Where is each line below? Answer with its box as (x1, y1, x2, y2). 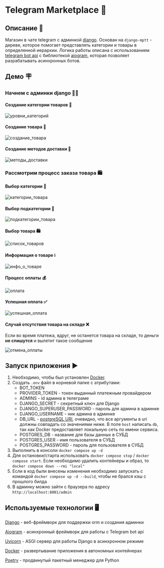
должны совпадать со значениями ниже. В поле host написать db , (19, 421, 159, 427)
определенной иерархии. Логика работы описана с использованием (5, 48, 150, 53)
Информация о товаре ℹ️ (5, 252, 56, 258)
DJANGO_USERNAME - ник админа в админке (19, 411, 116, 417)
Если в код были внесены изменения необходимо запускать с (12, 468, 143, 474)
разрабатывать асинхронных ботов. (5, 58, 81, 63)
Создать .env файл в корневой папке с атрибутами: (12, 380, 121, 386)
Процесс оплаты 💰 (5, 275, 47, 281)
